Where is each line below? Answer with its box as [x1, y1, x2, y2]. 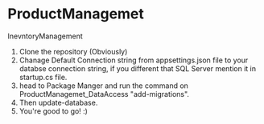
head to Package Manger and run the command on [19, 81, 188, 90]
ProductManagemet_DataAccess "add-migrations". [19, 89, 190, 98]
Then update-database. [19, 98, 98, 107]
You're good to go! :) [19, 106, 88, 116]
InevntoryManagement [7, 31, 83, 41]
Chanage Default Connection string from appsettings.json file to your [19, 55, 249, 65]
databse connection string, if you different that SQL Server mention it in [19, 63, 257, 73]
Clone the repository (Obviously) [19, 46, 128, 56]
